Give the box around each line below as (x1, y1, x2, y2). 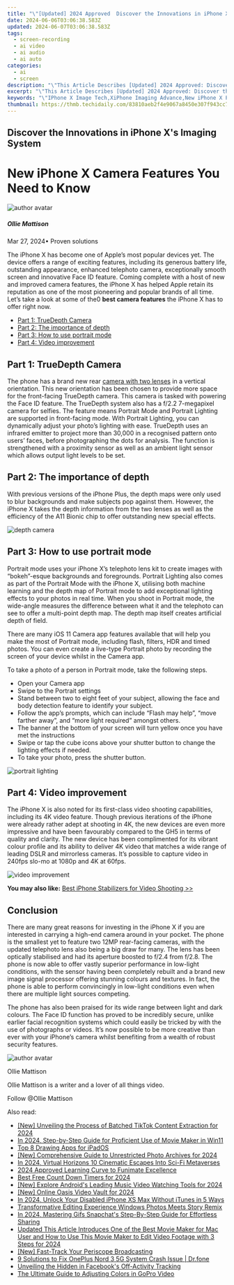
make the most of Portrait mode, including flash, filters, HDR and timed (7, 637, 210, 645)
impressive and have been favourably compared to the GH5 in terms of (7, 827, 211, 836)
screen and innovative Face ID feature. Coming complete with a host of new (7, 273, 225, 281)
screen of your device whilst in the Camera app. (7, 652, 145, 660)
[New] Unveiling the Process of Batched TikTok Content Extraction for (17, 1121, 218, 1130)
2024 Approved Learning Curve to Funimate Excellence (17, 1166, 177, 1174)
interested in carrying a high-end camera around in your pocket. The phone (7, 931, 224, 939)
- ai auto (13, 56, 42, 63)
